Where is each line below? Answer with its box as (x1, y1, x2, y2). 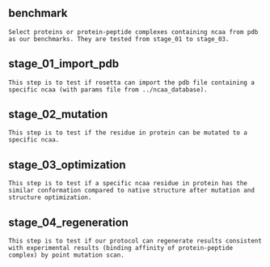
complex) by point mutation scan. (8, 251, 125, 260)
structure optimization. (8, 193, 92, 201)
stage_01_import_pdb (8, 57, 120, 71)
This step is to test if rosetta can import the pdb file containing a (8, 78, 255, 87)
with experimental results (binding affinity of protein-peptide (8, 244, 233, 252)
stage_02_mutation (8, 108, 108, 121)
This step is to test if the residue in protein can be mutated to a (8, 129, 248, 137)
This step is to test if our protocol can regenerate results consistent (8, 237, 263, 245)
